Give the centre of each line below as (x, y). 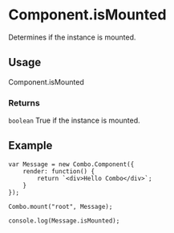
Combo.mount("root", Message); (61, 206)
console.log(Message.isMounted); (64, 221)
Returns (24, 102)
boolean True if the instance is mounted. (74, 121)
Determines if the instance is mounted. (72, 37)
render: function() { (59, 171)
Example (30, 146)
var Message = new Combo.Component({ (71, 164)
